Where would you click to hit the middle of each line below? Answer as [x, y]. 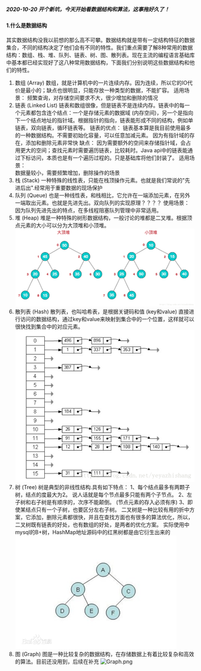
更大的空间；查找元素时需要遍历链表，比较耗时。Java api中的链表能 [104, 150]
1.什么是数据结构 [27, 25]
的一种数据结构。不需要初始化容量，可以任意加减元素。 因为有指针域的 [102, 135]
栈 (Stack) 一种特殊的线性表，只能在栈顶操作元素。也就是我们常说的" [100, 180]
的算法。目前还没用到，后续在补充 [57, 662]
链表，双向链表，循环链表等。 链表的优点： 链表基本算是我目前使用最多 [103, 128]
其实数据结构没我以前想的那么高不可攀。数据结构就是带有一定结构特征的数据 [100, 40]
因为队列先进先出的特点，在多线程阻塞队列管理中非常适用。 [88, 210]
